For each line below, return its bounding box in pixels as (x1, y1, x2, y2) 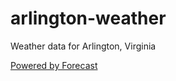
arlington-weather (10, 7, 167, 30)
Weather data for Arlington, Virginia (10, 40, 157, 52)
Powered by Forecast (10, 59, 98, 71)
